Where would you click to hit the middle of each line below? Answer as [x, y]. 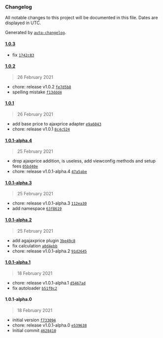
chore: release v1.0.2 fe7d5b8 [42, 86]
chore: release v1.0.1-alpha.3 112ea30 [49, 203]
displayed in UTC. [23, 23]
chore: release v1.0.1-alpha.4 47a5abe [49, 171]
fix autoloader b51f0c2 [35, 288]
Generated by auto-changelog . [36, 33]
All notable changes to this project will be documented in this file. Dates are [82, 18]
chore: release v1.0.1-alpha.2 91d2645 [49, 251]
